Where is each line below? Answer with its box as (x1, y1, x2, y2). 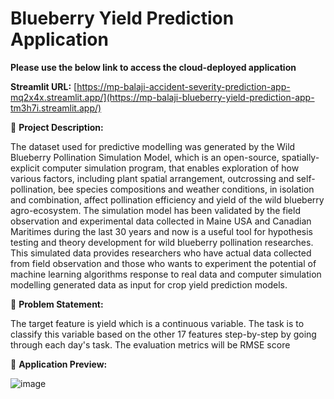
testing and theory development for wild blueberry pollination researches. (10, 236, 314, 248)
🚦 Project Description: (10, 121, 104, 133)
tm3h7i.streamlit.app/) (10, 102, 102, 114)
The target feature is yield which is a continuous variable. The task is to (10, 317, 305, 329)
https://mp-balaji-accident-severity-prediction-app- (76, 80, 291, 92)
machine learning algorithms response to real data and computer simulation (10, 268, 322, 280)
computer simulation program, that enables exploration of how (41, 162, 300, 174)
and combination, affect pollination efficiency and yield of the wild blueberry (10, 193, 325, 206)
